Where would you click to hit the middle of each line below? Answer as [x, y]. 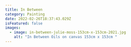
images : [13, 28]
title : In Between [24, 10]
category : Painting [25, 14]
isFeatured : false [24, 23]
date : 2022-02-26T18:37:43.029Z [38, 19]
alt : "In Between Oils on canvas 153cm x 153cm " [66, 37]
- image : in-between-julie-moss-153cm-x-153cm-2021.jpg [68, 32]
